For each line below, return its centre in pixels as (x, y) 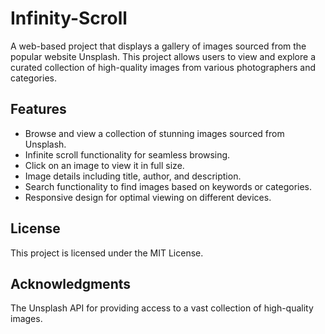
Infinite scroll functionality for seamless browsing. (127, 154)
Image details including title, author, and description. (133, 176)
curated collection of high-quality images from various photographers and (163, 67)
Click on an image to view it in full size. (104, 165)
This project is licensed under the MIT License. (107, 253)
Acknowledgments (71, 283)
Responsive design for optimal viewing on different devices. (148, 197)
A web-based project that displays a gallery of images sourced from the (158, 46)
